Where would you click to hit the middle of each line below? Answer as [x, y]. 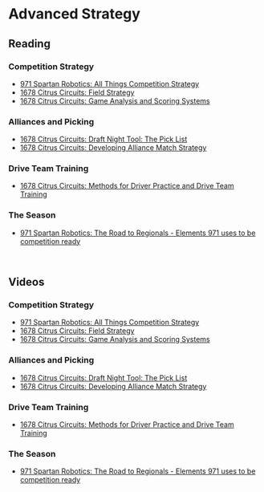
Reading [29, 44]
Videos [26, 282]
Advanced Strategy [74, 14]
